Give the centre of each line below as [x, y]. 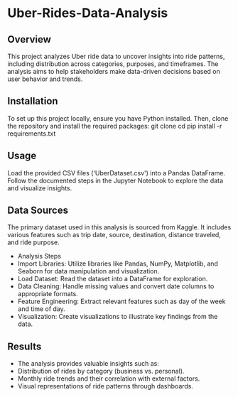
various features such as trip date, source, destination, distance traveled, [114, 235]
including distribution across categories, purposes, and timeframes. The [113, 64]
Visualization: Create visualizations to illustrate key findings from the [118, 317]
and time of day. [41, 309]
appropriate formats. [48, 294]
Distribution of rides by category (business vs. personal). [101, 371]
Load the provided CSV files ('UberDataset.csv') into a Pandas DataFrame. [117, 173]
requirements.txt [32, 134]
